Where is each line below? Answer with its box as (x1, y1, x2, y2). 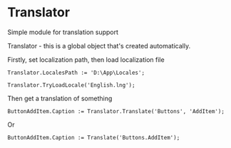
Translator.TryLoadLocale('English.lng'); (7, 81, 135, 89)
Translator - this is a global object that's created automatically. (7, 41, 191, 50)
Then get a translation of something (7, 94, 113, 102)
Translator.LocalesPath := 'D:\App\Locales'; (7, 69, 145, 76)
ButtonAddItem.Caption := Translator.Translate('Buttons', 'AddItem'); (7, 107, 225, 115)
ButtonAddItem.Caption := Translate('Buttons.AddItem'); (7, 134, 180, 141)
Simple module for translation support (7, 28, 119, 36)
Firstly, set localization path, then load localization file (7, 55, 165, 64)
